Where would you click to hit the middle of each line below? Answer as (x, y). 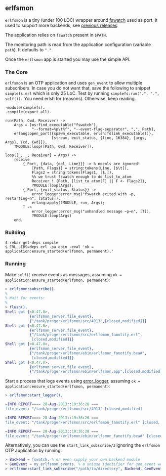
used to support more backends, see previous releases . (62, 25)
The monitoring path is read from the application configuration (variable (78, 44)
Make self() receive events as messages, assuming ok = (63, 274)
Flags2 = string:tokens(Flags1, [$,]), (72, 173)
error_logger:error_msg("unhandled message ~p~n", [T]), (91, 212)
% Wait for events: (25, 298)
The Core (17, 72)
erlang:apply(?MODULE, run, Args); (68, 203)
